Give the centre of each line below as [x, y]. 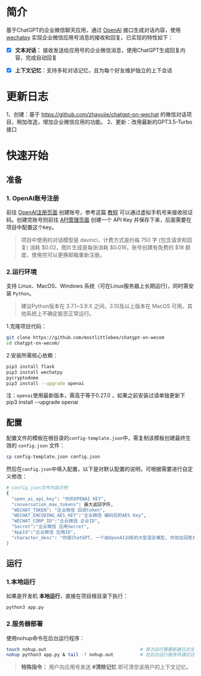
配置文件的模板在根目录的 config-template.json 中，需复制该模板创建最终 [96, 438]
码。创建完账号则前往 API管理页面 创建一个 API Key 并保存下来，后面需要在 [99, 219]
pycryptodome [22, 378]
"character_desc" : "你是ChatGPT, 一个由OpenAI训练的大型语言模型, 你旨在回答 [102, 538]
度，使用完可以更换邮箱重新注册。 [63, 255]
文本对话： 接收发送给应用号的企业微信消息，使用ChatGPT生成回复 [98, 50]
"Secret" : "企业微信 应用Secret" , [51, 527]
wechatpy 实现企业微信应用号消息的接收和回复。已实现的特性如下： [90, 37]
